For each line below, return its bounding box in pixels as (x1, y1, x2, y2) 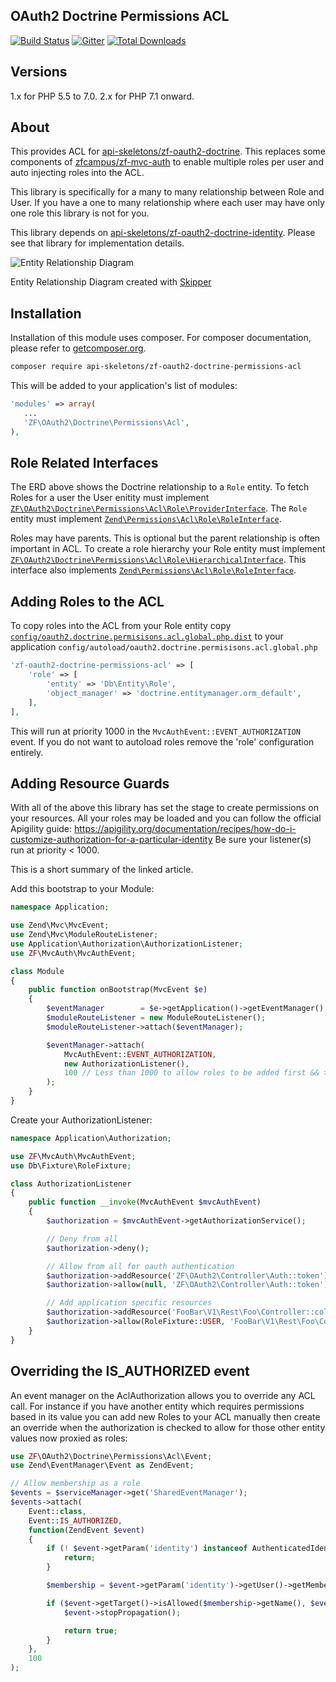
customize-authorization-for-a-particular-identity (10, 834, 213, 846)
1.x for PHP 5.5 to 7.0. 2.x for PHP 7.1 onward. (10, 90, 195, 102)
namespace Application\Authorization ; (10, 1133, 172, 1143)
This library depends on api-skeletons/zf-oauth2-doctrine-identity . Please (10, 227, 316, 239)
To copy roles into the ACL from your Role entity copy (10, 620, 232, 632)
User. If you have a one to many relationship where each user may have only (10, 197, 325, 209)
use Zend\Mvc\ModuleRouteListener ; (10, 930, 159, 940)
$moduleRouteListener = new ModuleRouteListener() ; (46, 1013, 267, 1023)
